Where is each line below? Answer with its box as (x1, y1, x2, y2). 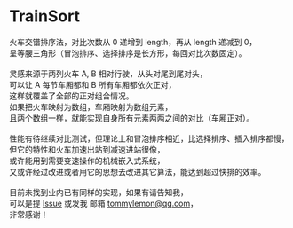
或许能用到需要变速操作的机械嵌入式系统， (9, 155, 165, 166)
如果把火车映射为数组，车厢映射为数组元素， (9, 101, 173, 112)
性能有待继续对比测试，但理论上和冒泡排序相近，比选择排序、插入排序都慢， (9, 133, 289, 144)
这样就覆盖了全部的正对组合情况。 (9, 90, 134, 101)
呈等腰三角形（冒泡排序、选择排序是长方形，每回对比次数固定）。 (9, 47, 247, 59)
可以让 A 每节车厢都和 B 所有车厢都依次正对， (9, 79, 177, 90)
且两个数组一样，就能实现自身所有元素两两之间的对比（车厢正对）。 (9, 113, 255, 123)
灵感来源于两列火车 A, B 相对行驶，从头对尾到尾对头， (9, 68, 208, 79)
